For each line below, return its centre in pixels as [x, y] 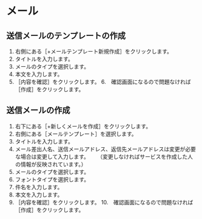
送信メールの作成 [38, 110]
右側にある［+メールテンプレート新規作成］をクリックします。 [94, 51]
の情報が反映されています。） [51, 164]
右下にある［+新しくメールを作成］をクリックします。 [83, 126]
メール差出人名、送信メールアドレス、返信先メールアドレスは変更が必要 [105, 149]
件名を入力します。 [39, 187]
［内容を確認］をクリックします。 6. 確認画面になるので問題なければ [103, 82]
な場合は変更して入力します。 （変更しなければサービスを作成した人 [104, 156]
